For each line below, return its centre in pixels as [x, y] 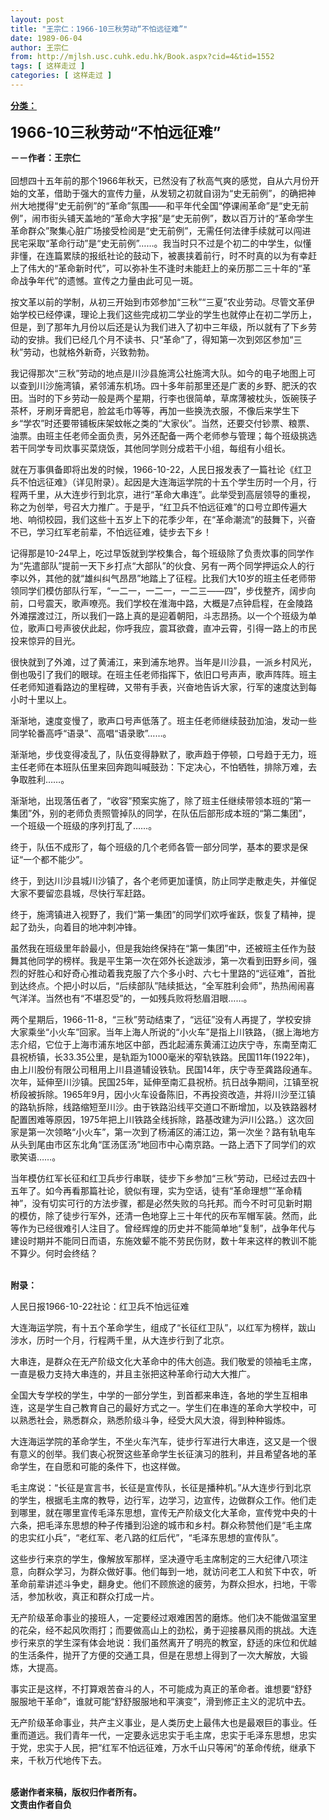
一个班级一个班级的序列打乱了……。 [84, 825]
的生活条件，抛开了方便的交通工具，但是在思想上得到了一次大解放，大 [155, 1655]
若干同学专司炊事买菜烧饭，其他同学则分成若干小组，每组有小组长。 [150, 448]
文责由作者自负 [41, 1804]
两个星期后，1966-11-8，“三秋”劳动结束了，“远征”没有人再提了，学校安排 [161, 1019]
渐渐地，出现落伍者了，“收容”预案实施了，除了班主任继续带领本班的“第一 [161, 800]
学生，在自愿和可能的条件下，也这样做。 [102, 1466]
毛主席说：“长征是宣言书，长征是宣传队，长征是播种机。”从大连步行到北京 [161, 1487]
